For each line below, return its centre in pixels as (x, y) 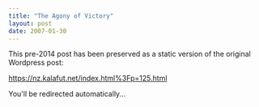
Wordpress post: (36, 62)
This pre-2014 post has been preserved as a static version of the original (129, 54)
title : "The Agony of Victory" (61, 16)
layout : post (30, 24)
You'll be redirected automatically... (67, 94)
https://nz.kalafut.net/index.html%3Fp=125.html (88, 79)
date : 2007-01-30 (38, 31)
